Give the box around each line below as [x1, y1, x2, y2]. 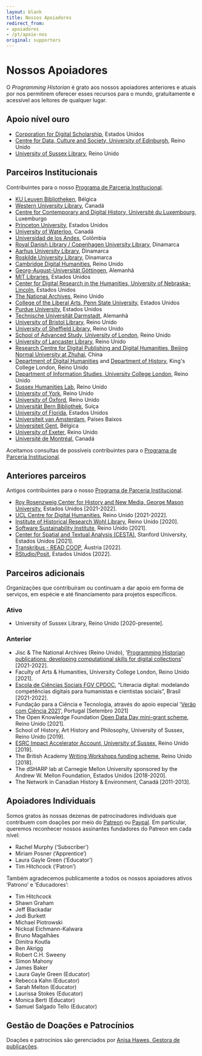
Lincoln [15, 286, 34, 293]
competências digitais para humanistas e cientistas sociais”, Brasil [15, 688, 181, 695]
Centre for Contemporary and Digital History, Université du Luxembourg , [15, 208, 197, 216]
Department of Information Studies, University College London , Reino [15, 370, 189, 378]
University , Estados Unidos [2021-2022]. [15, 505, 117, 512]
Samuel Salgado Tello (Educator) [15, 1002, 98, 1010]
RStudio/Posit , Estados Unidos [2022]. [15, 551, 112, 558]
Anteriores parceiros [6, 470, 87, 481]
